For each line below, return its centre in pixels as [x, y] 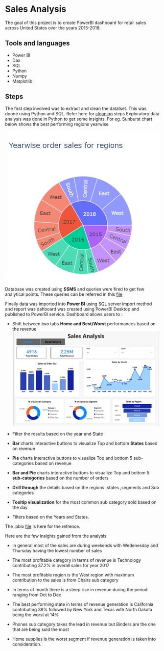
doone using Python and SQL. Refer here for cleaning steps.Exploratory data [82, 113]
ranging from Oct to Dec [37, 595]
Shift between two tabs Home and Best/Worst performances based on [84, 324]
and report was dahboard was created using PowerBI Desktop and [72, 309]
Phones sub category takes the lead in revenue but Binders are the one [84, 625]
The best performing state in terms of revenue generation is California [83, 604]
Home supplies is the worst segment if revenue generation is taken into [84, 639]
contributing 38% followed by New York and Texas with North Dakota [82, 610]
